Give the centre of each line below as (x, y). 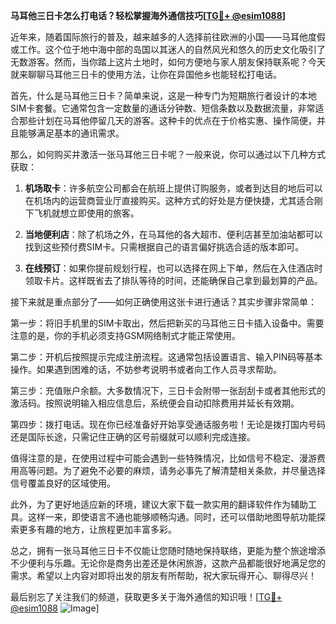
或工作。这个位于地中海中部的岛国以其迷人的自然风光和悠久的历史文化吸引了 (168, 49)
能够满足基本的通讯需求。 (71, 133)
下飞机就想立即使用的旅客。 (82, 213)
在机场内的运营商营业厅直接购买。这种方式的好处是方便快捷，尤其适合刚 (173, 200)
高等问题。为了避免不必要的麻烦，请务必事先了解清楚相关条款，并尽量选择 (172, 470)
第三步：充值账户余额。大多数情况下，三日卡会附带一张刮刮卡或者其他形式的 (168, 390)
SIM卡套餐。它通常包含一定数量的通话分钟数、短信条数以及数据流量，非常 (163, 108)
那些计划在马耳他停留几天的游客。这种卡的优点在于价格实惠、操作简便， (167, 120)
